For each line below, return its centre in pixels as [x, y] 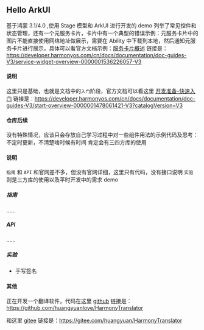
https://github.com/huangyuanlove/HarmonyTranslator [75, 307]
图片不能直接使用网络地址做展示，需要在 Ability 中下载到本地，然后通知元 [98, 40]
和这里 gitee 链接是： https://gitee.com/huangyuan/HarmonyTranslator [94, 320]
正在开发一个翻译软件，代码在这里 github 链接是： [69, 301]
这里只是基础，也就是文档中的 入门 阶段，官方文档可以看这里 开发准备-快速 [98, 91]
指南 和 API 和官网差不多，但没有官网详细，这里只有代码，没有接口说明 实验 [100, 172]
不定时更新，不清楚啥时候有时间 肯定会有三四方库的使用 [76, 142]
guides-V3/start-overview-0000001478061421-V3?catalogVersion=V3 [95, 105]
